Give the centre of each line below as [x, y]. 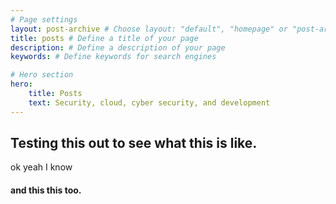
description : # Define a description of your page [118, 47]
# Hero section [42, 75]
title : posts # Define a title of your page [104, 38]
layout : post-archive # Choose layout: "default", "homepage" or [149, 29]
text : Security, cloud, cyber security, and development [149, 102]
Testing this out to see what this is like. [134, 143]
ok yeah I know [41, 167]
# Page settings [44, 19]
